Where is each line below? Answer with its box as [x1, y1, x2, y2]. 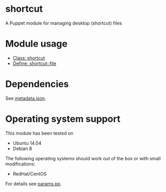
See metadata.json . [5, 95, 46, 101]
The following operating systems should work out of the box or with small [5, 155, 161, 161]
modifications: [5, 161, 36, 167]
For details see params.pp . [5, 180, 62, 187]
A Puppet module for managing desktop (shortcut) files [5, 20, 122, 26]
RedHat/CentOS [12, 170, 47, 177]
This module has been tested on [5, 130, 73, 136]
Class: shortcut [12, 55, 45, 61]
